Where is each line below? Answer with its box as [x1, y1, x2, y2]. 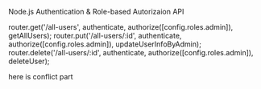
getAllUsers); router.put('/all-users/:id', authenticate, [8, 31, 182, 40]
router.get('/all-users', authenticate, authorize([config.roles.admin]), [8, 22, 234, 31]
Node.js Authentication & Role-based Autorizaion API [8, 7, 184, 16]
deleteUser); [8, 56, 50, 66]
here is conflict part [8, 72, 74, 81]
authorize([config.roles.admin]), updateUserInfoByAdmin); [8, 39, 201, 49]
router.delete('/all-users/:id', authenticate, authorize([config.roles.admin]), [8, 48, 254, 57]
